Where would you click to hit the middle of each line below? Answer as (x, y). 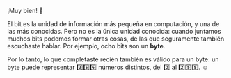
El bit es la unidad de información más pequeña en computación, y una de (113, 24)
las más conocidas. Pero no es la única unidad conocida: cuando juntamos (114, 31)
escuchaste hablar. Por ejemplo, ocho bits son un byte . (86, 46)
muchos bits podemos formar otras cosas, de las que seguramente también (116, 39)
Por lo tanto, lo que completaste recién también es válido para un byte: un (113, 59)
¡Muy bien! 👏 (25, 11)
